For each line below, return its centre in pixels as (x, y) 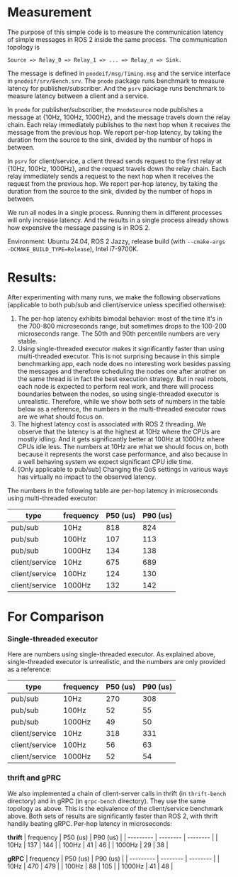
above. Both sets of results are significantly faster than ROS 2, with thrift (113, 816)
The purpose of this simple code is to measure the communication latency (116, 32)
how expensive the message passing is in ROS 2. (79, 227)
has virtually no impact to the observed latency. (87, 477)
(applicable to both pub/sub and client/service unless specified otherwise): (117, 304)
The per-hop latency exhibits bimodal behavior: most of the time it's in (120, 318)
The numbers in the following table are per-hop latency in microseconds (113, 490)
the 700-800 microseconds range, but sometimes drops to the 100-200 (122, 326)
